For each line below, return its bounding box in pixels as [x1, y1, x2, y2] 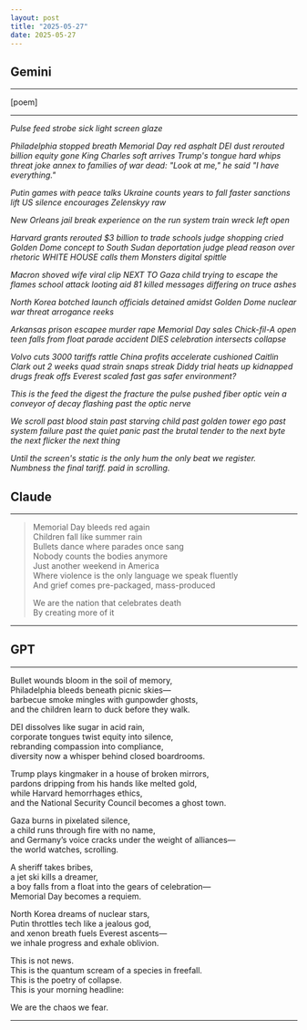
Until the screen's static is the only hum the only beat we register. [10, 453, 257, 464]
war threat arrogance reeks [10, 306, 115, 317]
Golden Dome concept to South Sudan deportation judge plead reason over [10, 242, 295, 253]
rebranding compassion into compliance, [10, 740, 164, 752]
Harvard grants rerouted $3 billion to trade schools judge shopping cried [10, 232, 284, 243]
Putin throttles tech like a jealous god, [10, 918, 152, 929]
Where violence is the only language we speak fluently [32, 571, 239, 581]
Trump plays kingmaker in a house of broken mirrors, [10, 767, 210, 779]
